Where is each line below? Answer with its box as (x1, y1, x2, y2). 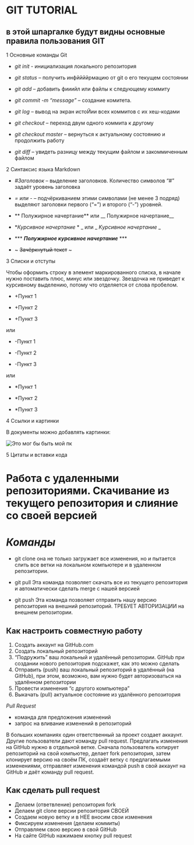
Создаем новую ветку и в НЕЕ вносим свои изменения (14, 813, 153, 820)
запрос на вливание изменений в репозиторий (14, 720, 132, 727)
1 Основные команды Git (6, 51, 68, 58)
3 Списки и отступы (6, 258, 56, 264)
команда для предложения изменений (14, 713, 111, 720)
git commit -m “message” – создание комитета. (14, 97, 132, 104)
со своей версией (6, 509, 97, 522)
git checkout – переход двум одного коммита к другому (14, 119, 154, 126)
